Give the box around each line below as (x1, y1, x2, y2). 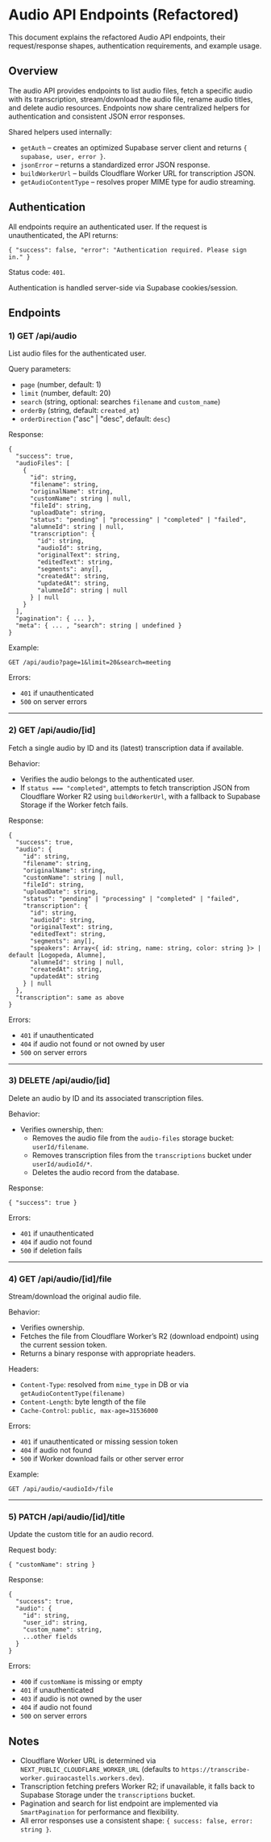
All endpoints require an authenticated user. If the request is (8, 222, 207, 231)
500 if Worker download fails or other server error (19, 1454, 184, 1464)
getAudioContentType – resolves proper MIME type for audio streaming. (19, 177, 256, 186)
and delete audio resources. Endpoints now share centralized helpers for (8, 102, 250, 112)
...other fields (23, 1633, 78, 1641)
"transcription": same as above (15, 994, 125, 1002)
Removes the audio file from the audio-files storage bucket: (31, 1133, 234, 1143)
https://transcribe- (181, 1766, 250, 1774)
